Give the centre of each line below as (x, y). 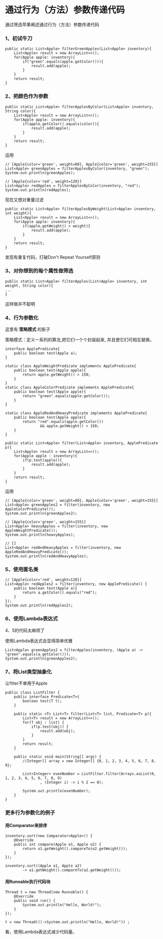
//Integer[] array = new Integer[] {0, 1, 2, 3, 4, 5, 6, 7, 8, (89, 761)
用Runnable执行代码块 (28, 881)
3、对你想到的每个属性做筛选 (39, 271)
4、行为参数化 (22, 317)
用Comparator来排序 (26, 825)
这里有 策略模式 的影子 (28, 329)
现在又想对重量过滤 (24, 200)
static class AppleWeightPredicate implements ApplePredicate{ (71, 366)
